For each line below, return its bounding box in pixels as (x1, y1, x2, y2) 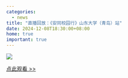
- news (11, 14, 28, 20)
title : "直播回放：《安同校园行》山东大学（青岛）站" (6, 20, 123, 26)
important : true (6, 37, 47, 43)
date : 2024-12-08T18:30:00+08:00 (6, 25, 90, 32)
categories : (6, 8, 36, 15)
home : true (6, 31, 34, 37)
